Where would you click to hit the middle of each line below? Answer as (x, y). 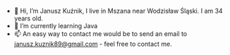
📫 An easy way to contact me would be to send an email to (101, 34)
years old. (29, 18)
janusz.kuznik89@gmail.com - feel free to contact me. (93, 44)
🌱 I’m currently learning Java (56, 26)
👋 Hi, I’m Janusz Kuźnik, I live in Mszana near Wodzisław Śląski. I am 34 (119, 11)
